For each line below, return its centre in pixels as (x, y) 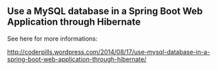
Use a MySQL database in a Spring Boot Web (105, 11)
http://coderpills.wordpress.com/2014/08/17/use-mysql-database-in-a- (108, 51)
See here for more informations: (52, 38)
